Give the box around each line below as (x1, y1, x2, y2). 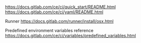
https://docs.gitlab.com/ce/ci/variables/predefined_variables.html (5, 33, 136, 38)
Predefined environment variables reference (5, 28, 94, 33)
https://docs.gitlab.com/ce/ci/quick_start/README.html (5, 4, 116, 10)
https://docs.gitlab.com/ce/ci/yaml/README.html (5, 9, 104, 15)
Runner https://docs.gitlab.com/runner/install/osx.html (5, 19, 114, 24)
